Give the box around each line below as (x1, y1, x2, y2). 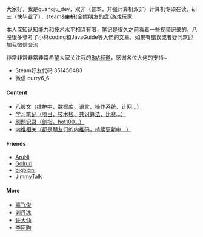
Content (6, 89, 27, 96)
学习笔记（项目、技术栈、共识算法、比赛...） (15, 111, 126, 118)
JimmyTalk (15, 173, 42, 180)
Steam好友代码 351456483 (15, 67, 83, 74)
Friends (6, 140, 26, 147)
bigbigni (15, 167, 36, 174)
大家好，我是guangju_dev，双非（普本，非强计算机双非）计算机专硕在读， (6, 5, 192, 12)
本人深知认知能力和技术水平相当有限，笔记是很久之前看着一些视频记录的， (6, 26, 192, 33)
